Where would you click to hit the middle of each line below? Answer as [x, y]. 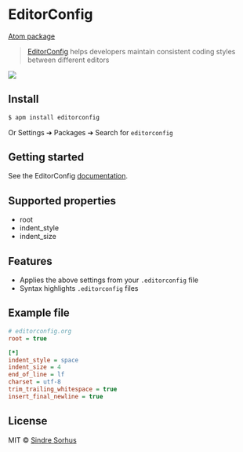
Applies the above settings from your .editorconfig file [109, 280]
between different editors [68, 60]
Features [30, 261]
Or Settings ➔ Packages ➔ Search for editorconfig [91, 132]
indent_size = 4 [34, 367]
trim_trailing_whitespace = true [63, 389]
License [28, 421]
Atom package [32, 36]
